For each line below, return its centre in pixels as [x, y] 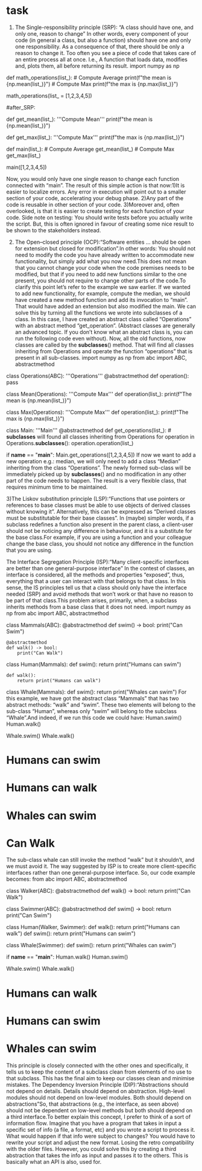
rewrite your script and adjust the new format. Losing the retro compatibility [100, 1142]
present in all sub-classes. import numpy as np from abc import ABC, [101, 357]
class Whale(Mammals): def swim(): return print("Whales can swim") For [96, 692]
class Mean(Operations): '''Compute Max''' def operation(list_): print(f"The [99, 394]
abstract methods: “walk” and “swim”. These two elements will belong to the [101, 705]
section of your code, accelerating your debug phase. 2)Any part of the [95, 198]
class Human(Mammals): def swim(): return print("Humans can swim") [94, 664]
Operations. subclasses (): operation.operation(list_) [70, 443]
